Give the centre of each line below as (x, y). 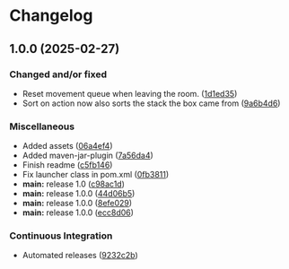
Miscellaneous (42, 126)
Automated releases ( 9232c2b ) (80, 256)
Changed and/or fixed (58, 74)
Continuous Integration (61, 236)
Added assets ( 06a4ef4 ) (67, 146)
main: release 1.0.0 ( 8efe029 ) (77, 204)
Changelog (51, 16)
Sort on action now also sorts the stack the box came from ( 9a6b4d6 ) (151, 103)
